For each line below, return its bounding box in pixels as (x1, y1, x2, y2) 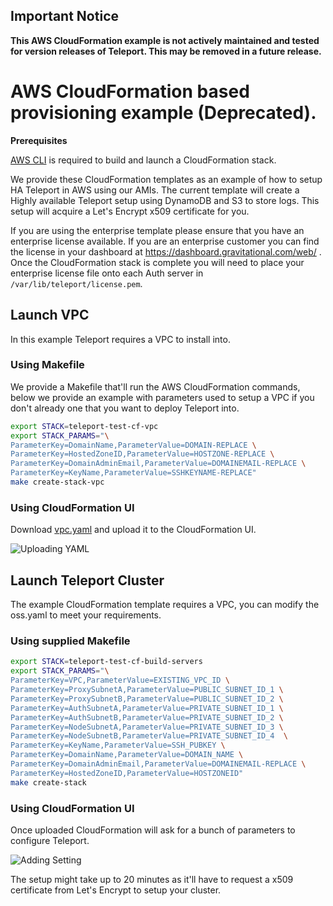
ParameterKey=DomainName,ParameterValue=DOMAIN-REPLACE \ (10, 440, 257, 450)
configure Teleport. (10, 834, 90, 846)
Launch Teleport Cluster (10, 572, 165, 589)
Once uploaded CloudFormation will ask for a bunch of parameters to (10, 824, 296, 836)
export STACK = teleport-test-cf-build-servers (10, 657, 203, 667)
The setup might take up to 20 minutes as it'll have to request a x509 (10, 873, 294, 885)
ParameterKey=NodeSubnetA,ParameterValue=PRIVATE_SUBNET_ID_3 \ (10, 722, 284, 732)
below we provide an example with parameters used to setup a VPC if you (10, 391, 315, 403)
